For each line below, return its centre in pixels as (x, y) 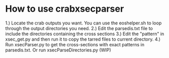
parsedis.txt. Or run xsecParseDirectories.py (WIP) (58, 50)
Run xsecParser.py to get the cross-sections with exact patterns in (75, 44)
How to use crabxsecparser (65, 9)
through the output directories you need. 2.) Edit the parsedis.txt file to (79, 28)
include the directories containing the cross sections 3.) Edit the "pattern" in (85, 34)
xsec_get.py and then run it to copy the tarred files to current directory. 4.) (83, 39)
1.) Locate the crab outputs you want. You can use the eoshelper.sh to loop (83, 23)
